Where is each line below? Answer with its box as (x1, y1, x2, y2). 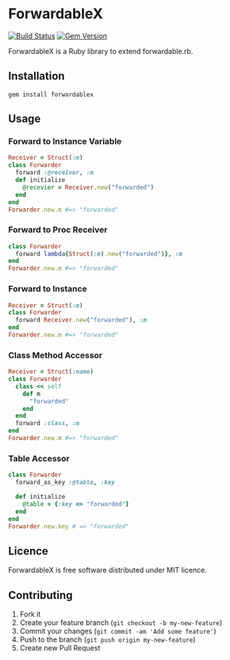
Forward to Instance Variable (8, 136, 122, 147)
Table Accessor (8, 453, 70, 464)
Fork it (19, 609, 41, 619)
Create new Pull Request (19, 643, 101, 652)
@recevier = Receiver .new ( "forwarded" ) (22, 183, 155, 191)
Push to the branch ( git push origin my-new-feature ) (19, 635, 196, 644)
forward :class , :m (15, 419, 80, 427)
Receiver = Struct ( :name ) (8, 368, 94, 376)
